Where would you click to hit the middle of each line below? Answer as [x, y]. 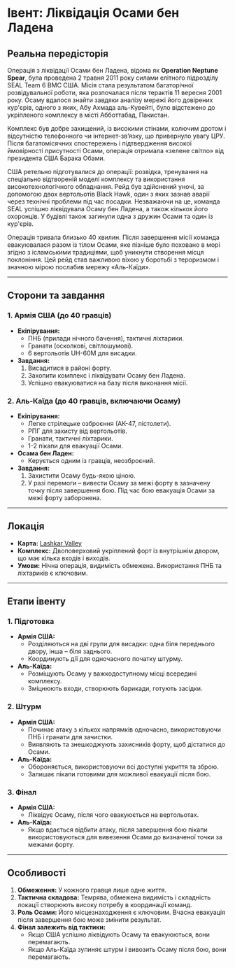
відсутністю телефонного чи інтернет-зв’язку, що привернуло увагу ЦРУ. [116, 136]
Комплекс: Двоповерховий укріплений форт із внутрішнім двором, [119, 550]
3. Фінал [22, 792]
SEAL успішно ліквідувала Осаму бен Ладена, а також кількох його [108, 209]
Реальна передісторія [58, 54]
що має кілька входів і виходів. [64, 558]
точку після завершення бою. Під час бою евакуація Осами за [121, 490]
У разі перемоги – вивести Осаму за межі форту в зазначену [119, 483]
